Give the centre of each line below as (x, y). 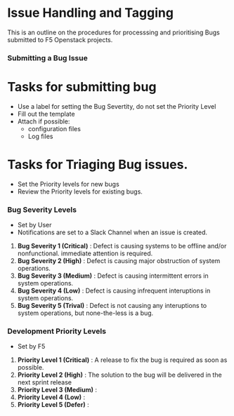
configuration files (54, 128)
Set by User (34, 225)
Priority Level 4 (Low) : (51, 397)
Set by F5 (31, 347)
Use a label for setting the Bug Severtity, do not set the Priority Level (117, 106)
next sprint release (45, 382)
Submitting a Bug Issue (47, 58)
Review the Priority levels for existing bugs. (80, 192)
